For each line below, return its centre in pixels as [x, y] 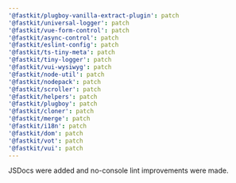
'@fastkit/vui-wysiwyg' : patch [60, 67]
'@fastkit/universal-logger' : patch [69, 23]
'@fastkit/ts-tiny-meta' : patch [62, 52]
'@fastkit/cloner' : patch [51, 112]
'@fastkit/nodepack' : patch [55, 82]
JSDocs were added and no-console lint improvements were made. [118, 170]
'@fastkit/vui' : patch [46, 148]
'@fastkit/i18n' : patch [48, 126]
